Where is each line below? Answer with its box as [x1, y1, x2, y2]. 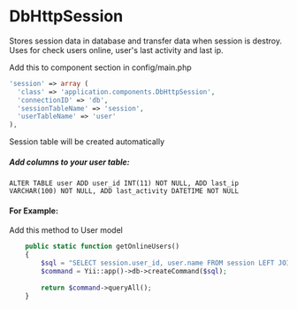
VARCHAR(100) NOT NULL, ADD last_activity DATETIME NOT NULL [9, 187, 240, 196]
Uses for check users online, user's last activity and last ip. [9, 44, 224, 55]
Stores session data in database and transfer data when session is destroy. [9, 35, 283, 46]
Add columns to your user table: [9, 157, 130, 167]
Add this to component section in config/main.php [9, 62, 192, 73]
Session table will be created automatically [9, 136, 165, 147]
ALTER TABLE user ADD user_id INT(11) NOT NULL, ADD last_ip [9, 179, 240, 188]
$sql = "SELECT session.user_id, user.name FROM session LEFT [41, 259, 275, 267]
